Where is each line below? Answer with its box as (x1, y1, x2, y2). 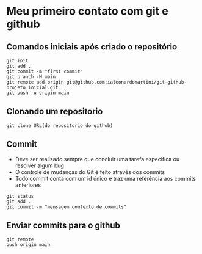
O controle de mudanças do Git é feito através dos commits (15, 168, 165, 175)
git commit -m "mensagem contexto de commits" (6, 203, 127, 210)
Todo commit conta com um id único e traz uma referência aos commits (15, 175, 197, 182)
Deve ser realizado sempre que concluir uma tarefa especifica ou (15, 155, 180, 162)
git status (6, 193, 34, 199)
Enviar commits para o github (6, 220, 120, 231)
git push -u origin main (6, 90, 70, 96)
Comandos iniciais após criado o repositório (6, 42, 178, 52)
